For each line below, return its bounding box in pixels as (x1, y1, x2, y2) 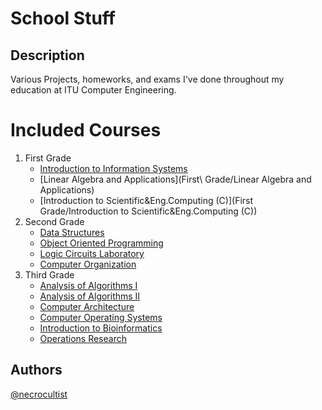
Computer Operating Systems (39, 311, 163, 323)
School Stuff (10, 7, 116, 30)
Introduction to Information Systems (39, 162, 188, 174)
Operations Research (39, 332, 127, 344)
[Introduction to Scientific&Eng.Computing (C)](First (39, 194, 254, 206)
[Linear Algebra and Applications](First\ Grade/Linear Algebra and (39, 173, 312, 185)
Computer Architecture (39, 300, 135, 312)
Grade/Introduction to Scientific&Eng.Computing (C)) (39, 205, 258, 217)
